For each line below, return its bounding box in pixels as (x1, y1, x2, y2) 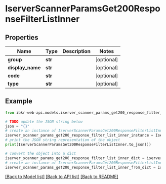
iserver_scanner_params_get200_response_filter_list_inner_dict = (5, 155, 145, 161)
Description (62, 48, 91, 54)
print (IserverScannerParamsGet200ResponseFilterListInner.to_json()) (5, 142, 152, 147)
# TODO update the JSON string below (5, 119, 83, 124)
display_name (7, 64, 41, 71)
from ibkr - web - (5, 110, 37, 115)
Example (5, 97, 33, 105)
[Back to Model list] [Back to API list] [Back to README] (5, 174, 119, 180)
